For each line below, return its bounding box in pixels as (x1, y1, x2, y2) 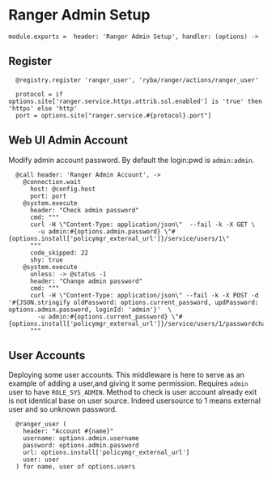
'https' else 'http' (8, 104, 79, 113)
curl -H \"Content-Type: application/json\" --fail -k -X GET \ (29, 220, 255, 229)
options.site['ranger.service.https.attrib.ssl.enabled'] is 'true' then (8, 97, 263, 105)
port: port (29, 192, 67, 200)
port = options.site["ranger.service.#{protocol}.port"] (15, 111, 212, 119)
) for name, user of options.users (15, 463, 136, 471)
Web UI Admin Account (8, 134, 128, 148)
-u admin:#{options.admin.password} (37, 227, 161, 236)
